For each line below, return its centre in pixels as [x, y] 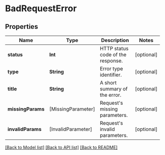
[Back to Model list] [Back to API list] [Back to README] [61, 147]
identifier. [111, 75]
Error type [111, 69]
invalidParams [25, 129]
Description [115, 40]
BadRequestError [41, 9]
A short [108, 83]
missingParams [26, 109]
